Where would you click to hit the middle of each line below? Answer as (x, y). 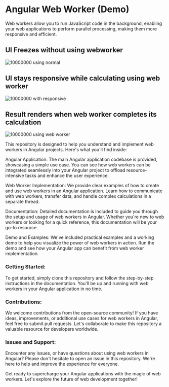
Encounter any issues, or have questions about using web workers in (77, 353)
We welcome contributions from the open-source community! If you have (82, 312)
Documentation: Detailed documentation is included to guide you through (82, 212)
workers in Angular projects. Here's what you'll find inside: (66, 150)
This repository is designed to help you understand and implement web (80, 144)
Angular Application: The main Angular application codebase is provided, (81, 160)
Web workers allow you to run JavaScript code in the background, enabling (84, 23)
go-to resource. (22, 228)
